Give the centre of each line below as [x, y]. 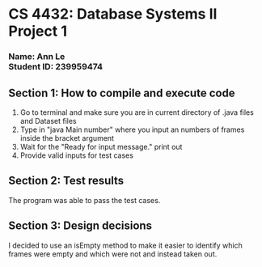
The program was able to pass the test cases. [85, 200]
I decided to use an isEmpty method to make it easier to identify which [125, 245]
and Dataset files [48, 121]
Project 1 [38, 31]
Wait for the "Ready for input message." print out [101, 146]
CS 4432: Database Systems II [113, 14]
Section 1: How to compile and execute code [122, 93]
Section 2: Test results [66, 181]
